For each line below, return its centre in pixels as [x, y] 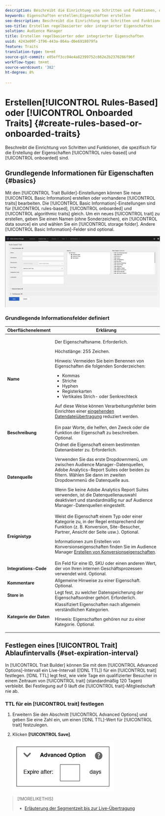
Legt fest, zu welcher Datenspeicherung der [99, 592]
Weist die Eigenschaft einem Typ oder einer [99, 516]
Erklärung [106, 330]
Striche [69, 381]
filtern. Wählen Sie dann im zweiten [90, 475]
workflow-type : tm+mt [27, 62]
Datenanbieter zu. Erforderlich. [86, 450]
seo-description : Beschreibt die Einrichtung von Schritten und [72, 21]
